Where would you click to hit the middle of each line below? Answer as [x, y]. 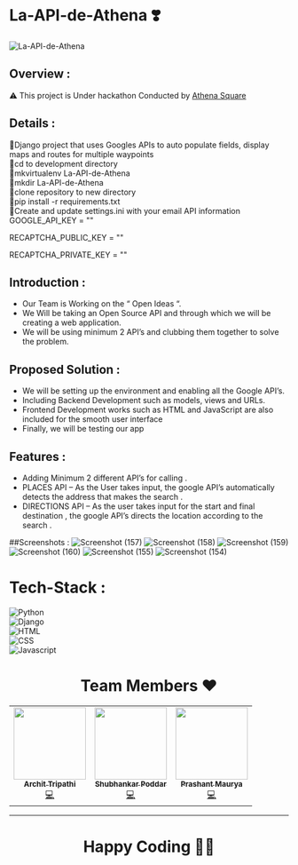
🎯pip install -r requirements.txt [65, 201]
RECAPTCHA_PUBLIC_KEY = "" [67, 237]
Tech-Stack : [58, 587]
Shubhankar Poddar [130, 784]
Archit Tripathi [50, 784]
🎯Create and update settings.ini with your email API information [125, 210]
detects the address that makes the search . [102, 497]
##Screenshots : [39, 542]
